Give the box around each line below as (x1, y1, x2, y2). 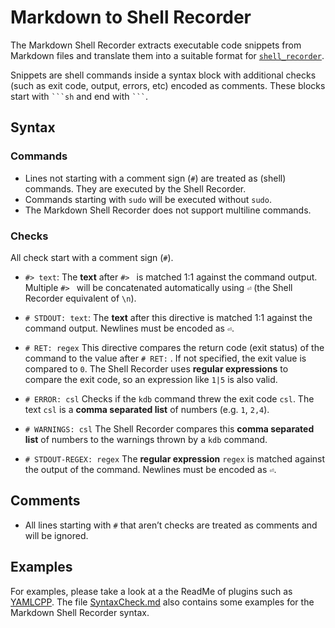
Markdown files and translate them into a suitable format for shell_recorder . (10, 49, 325, 61)
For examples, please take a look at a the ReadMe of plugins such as (10, 585, 293, 597)
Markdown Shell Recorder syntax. (10, 606, 150, 618)
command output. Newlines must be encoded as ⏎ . (24, 322, 235, 334)
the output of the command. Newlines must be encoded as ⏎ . (24, 463, 277, 475)
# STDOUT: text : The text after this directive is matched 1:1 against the (24, 311, 313, 323)
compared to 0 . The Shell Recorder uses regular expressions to (24, 362, 289, 375)
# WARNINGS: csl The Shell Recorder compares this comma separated (24, 422, 315, 435)
